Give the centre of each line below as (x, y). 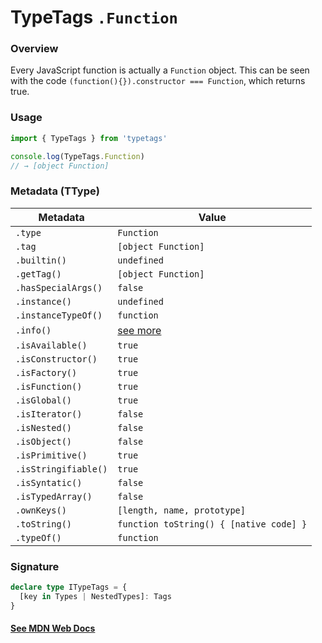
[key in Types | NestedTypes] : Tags (95, 596)
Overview (34, 49)
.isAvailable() (51, 345)
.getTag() (38, 274)
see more (139, 330)
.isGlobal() (44, 400)
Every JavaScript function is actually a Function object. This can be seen (160, 70)
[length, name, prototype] (181, 510)
